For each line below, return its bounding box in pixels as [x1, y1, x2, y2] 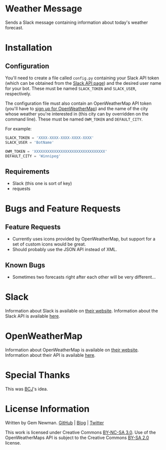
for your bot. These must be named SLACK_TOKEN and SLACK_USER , [5, 85, 137, 91]
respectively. [5, 90, 31, 97]
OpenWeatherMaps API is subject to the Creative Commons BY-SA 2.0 [5, 435, 150, 441]
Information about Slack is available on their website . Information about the [5, 308, 159, 314]
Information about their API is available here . [5, 352, 96, 358]
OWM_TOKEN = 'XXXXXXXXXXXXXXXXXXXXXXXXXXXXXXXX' [5, 149, 108, 154]
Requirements [5, 167, 50, 176]
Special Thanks [5, 370, 70, 381]
